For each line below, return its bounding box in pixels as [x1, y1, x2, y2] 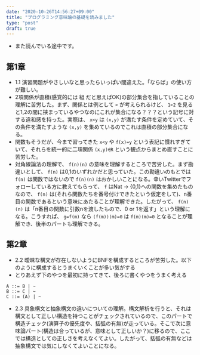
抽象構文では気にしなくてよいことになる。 [14, 342, 120, 349]
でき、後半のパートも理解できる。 [20, 220, 104, 227]
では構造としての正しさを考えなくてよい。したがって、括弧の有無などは [14, 335, 192, 342]
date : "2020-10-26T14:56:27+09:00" [6, 8, 95, 15]
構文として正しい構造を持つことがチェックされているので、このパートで [14, 312, 193, 319]
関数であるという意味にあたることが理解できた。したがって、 [25, 198, 177, 205]
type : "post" [6, 20, 39, 26]
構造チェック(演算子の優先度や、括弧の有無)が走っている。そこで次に [14, 320, 186, 327]
